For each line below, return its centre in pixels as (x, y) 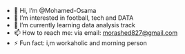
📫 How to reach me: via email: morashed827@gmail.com (96, 33)
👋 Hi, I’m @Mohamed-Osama (55, 11)
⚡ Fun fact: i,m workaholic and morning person (80, 43)
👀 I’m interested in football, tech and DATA (74, 18)
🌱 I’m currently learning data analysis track (75, 25)
